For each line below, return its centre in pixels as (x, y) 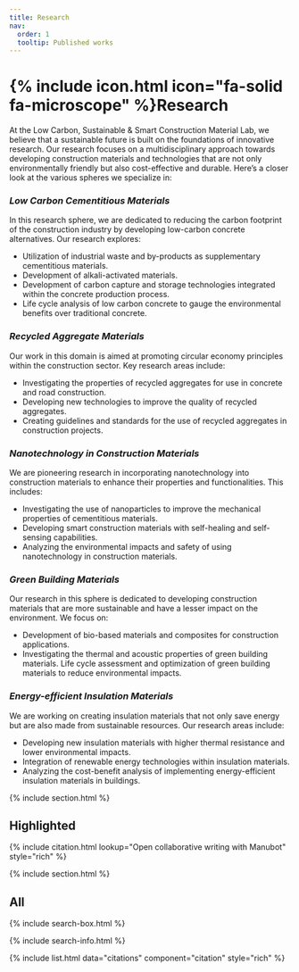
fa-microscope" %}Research (119, 106)
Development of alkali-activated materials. (100, 275)
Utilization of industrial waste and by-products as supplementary (141, 256)
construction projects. (62, 430)
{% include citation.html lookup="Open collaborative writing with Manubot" (148, 847)
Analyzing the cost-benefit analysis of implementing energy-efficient (149, 771)
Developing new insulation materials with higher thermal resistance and (154, 743)
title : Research (39, 17)
